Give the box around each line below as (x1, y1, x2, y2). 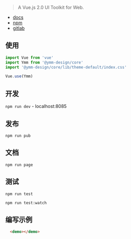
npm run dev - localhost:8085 (5, 103, 67, 110)
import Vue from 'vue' (5, 55, 54, 60)
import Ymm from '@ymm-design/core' (5, 60, 83, 65)
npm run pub (5, 133, 31, 138)
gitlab (12, 25, 25, 31)
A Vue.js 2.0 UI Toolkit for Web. (17, 5, 84, 10)
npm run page (5, 162, 33, 167)
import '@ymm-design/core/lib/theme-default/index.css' (5, 64, 127, 70)
